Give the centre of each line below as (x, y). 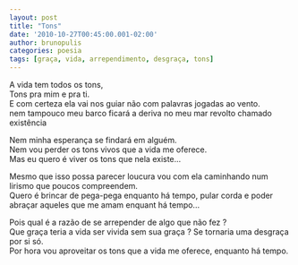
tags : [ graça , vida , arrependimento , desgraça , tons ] (112, 59)
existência (28, 123)
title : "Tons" (36, 26)
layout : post (34, 17)
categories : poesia (46, 51)
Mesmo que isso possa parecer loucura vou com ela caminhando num (139, 176)
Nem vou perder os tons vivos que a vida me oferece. (108, 150)
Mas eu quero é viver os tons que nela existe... (95, 159)
